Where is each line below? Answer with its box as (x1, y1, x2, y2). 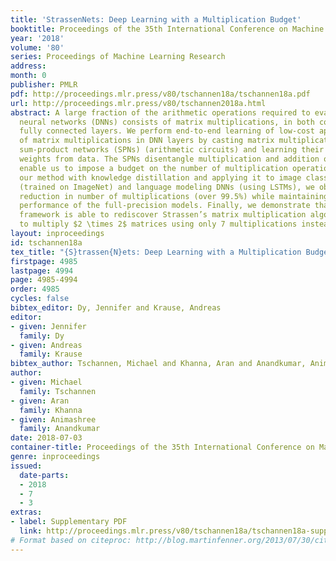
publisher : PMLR (10, 80, 78, 90)
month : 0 (10, 71, 47, 81)
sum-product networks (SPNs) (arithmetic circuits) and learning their (19, 145, 325, 155)
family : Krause (19, 349, 83, 360)
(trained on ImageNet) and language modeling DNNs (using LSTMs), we (19, 182, 315, 192)
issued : (10, 461, 43, 471)
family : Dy (19, 331, 65, 341)
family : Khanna (19, 405, 83, 415)
